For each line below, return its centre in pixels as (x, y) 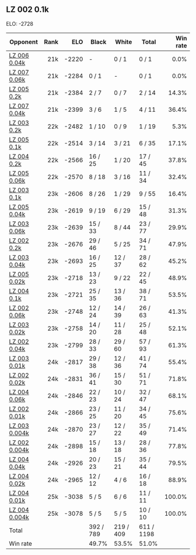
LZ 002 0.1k (28, 10)
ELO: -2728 (20, 23)
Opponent (24, 42)
